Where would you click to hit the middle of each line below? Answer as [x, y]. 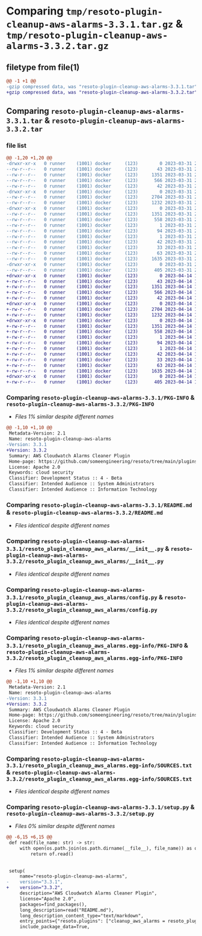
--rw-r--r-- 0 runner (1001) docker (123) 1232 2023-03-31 [99, 203]
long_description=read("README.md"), [67, 910]
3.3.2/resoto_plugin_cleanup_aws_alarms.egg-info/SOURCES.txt [99, 779]
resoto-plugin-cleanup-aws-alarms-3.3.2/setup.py [80, 814]
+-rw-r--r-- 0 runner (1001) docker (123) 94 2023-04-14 [99, 343]
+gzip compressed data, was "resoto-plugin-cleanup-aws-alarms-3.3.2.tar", [103, 92]
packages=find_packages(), [53, 904]
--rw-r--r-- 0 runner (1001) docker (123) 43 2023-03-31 [99, 169]
